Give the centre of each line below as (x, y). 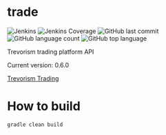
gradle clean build (35, 125)
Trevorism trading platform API (51, 52)
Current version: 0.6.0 (38, 65)
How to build (44, 106)
